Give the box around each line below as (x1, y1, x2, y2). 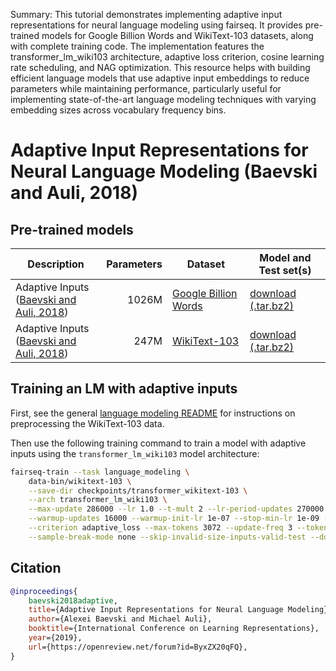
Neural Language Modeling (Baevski (10, 160, 318, 183)
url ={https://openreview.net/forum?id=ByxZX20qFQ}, (28, 642, 248, 652)
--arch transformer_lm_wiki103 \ (28, 495, 168, 505)
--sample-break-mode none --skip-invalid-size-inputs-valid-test (28, 532, 307, 542)
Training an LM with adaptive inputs (10, 380, 238, 398)
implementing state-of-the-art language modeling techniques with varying (10, 94, 317, 105)
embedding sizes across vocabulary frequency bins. (10, 104, 227, 116)
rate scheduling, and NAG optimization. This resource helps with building (10, 62, 311, 73)
